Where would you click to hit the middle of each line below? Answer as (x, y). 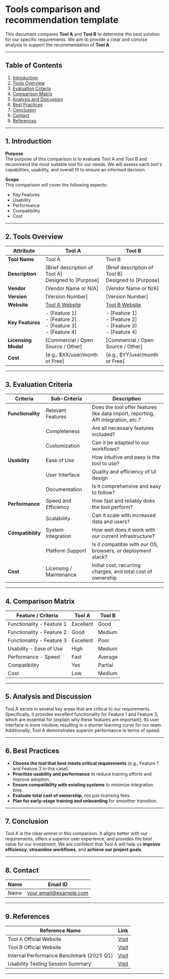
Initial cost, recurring (116, 565)
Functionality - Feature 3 (37, 640)
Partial (105, 665)
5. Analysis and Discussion (49, 697)
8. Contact (22, 870)
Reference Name (61, 930)
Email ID (58, 884)
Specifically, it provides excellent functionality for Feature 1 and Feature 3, (82, 714)
